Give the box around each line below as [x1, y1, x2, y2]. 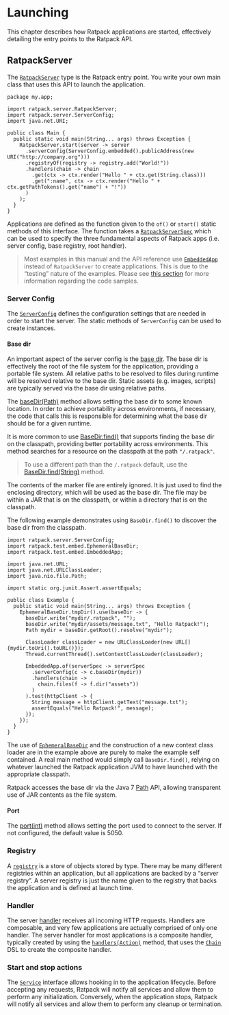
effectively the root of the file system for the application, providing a [7, 362, 199, 371]
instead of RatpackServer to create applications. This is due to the [23, 262, 208, 270]
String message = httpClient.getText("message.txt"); [31, 699, 188, 706]
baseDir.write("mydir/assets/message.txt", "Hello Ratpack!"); [25, 621, 210, 628]
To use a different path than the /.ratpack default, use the [23, 460, 188, 469]
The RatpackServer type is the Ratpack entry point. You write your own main [7, 73, 221, 81]
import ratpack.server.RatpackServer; [7, 105, 118, 113]
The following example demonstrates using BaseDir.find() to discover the [7, 516, 217, 524]
